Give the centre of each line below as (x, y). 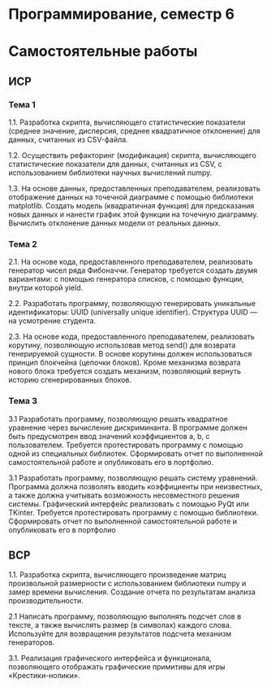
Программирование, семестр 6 (122, 14)
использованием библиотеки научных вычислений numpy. (110, 173)
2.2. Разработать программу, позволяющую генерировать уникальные (132, 304)
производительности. (46, 601)
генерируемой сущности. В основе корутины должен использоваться (130, 354)
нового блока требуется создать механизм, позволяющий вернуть (125, 371)
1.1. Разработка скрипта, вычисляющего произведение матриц (117, 575)
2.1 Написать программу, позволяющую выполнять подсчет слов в (125, 616)
